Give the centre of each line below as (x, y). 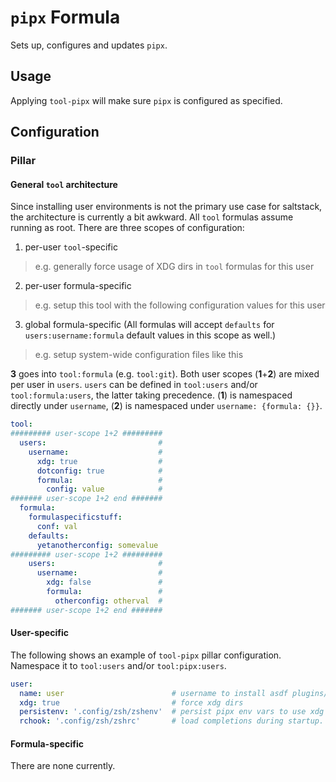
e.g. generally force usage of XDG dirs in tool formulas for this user (174, 267)
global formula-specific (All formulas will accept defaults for (149, 325)
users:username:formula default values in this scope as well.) (150, 335)
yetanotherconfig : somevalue (97, 545)
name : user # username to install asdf (153, 693)
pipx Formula (65, 17)
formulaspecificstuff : (75, 517)
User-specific (39, 633)
